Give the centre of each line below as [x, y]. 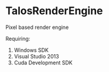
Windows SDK [31, 50]
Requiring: [18, 38]
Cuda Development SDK [43, 63]
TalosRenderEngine [54, 11]
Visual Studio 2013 [36, 56]
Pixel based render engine [37, 27]
